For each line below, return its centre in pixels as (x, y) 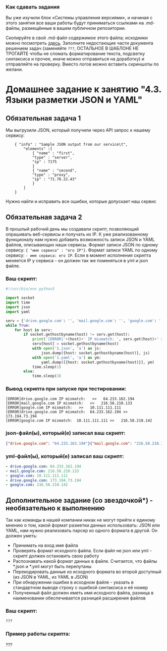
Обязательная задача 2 (44, 217)
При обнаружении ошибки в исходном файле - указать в (73, 582)
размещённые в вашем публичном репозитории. (74, 28)
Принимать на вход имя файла (45, 545)
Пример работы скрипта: (38, 634)
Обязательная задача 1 (43, 118)
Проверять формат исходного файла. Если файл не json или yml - (82, 551)
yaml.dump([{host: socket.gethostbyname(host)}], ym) (98, 362)
